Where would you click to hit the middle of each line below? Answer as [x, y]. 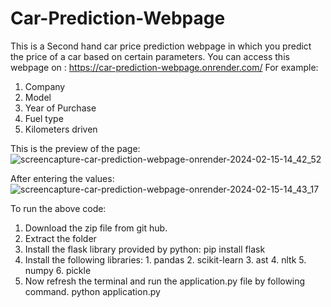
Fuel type [44, 118]
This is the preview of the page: [75, 148]
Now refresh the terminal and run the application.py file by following [165, 281]
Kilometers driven [61, 129]
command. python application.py [92, 291]
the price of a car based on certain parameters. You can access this [150, 56]
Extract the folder [60, 238]
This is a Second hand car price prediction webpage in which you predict [161, 46]
